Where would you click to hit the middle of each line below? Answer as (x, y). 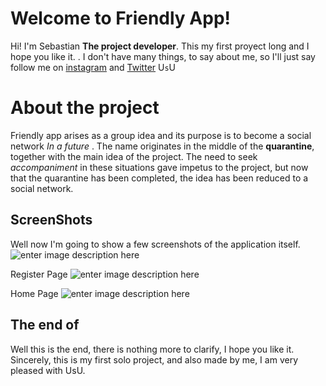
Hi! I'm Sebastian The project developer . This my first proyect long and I (160, 46)
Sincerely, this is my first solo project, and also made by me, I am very (154, 359)
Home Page (34, 293)
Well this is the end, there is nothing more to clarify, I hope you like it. (152, 349)
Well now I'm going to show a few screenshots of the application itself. (155, 244)
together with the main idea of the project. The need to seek (134, 156)
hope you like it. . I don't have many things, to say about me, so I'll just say (163, 56)
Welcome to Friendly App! (121, 18)
